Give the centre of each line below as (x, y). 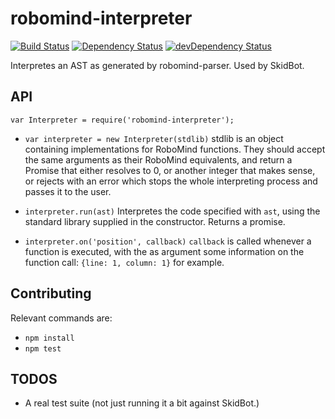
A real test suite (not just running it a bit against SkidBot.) (142, 403)
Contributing (51, 293)
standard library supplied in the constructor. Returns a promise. (155, 221)
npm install (49, 338)
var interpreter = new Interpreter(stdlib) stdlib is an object (154, 138)
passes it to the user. (68, 191)
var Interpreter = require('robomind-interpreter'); (122, 120)
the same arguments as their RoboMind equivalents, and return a (158, 159)
